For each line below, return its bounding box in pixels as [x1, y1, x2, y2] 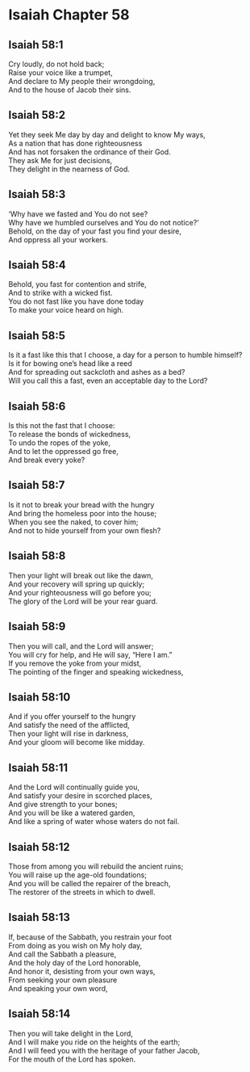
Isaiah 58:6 [8, 399, 66, 413]
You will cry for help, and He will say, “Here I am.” [8, 650, 173, 659]
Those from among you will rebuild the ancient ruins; [8, 861, 184, 871]
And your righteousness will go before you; [8, 587, 152, 597]
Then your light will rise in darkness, [8, 729, 129, 738]
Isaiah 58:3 [8, 187, 66, 201]
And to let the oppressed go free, [8, 447, 119, 456]
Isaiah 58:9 [8, 620, 66, 633]
